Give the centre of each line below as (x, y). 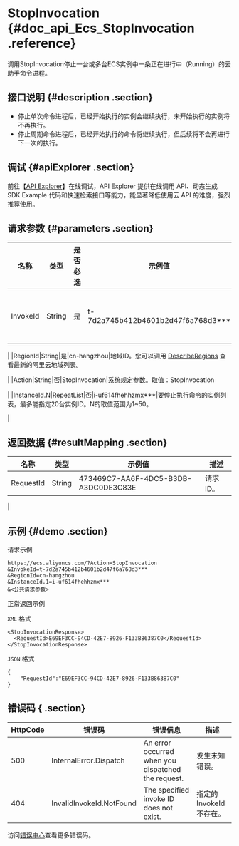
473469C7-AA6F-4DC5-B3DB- (135, 479)
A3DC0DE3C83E (107, 488)
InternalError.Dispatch (88, 760)
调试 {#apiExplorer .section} (71, 168)
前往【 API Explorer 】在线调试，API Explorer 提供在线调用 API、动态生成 (113, 186)
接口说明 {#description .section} (80, 98)
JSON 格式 (21, 659)
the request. (163, 778)
